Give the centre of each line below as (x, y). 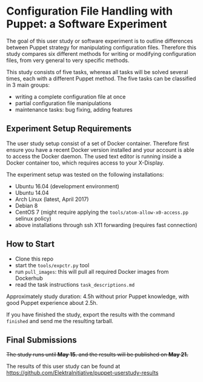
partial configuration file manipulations (63, 103)
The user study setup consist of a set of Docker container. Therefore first (98, 143)
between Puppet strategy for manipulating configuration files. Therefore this (101, 47)
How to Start (30, 244)
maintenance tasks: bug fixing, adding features (74, 109)
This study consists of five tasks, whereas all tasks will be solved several (97, 72)
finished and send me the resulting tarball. (60, 321)
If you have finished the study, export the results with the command (91, 315)
